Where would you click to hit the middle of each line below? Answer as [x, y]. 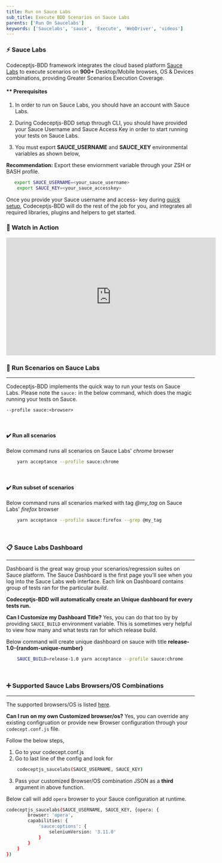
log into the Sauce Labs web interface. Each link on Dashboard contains [95, 581]
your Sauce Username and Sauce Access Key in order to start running [101, 129]
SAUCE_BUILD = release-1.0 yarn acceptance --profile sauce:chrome [100, 659]
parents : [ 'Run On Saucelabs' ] [45, 23]
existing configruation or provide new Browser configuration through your [97, 722]
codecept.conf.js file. [33, 729]
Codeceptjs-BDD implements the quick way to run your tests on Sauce [93, 386]
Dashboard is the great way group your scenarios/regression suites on [93, 568]
